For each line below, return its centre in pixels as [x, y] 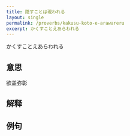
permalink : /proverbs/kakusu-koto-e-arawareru [65, 23]
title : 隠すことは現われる [36, 12]
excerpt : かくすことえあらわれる [43, 29]
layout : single [25, 17]
